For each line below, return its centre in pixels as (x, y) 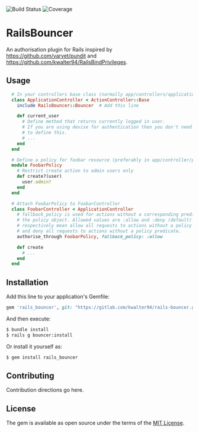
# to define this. (44, 133)
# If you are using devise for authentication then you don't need (107, 127)
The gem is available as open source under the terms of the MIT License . (95, 423)
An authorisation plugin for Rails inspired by (59, 49)
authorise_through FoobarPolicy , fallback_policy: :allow (90, 236)
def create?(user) (39, 177)
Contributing (30, 375)
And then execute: (28, 319)
